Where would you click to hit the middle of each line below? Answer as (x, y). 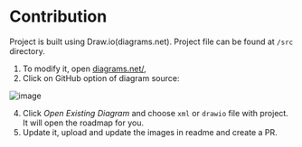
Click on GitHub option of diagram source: (101, 78)
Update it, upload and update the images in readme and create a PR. (150, 132)
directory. (27, 51)
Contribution (58, 17)
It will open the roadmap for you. (83, 123)
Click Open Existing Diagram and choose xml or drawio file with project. (156, 113)
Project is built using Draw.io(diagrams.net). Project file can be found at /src (151, 41)
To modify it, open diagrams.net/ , (84, 69)
